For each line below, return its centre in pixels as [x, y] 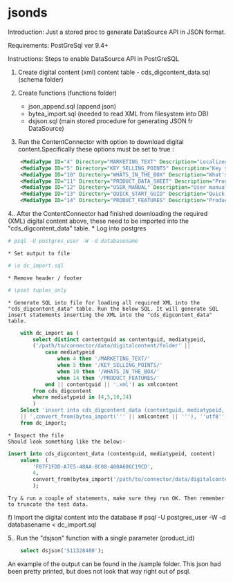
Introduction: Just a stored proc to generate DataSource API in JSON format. [117, 32]
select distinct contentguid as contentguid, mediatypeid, [120, 339]
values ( [35, 460]
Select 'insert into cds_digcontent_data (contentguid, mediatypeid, [123, 410]
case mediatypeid [70, 352]
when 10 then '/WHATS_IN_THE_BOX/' [108, 372]
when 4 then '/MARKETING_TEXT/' [104, 359]
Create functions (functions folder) [67, 93]
